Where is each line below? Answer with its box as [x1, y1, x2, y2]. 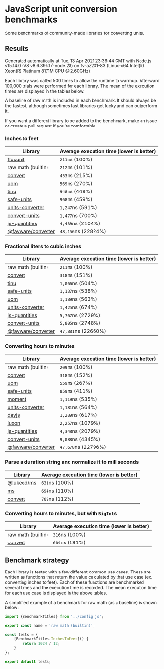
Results [5, 44, 29, 53]
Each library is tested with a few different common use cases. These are [5, 569, 151, 575]
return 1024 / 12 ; [23, 641, 60, 646]
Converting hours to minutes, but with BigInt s [5, 510, 117, 517]
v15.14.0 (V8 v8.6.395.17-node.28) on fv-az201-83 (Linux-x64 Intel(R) [5, 63, 144, 68]
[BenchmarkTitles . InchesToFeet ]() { [14, 637, 89, 641]
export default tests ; [5, 659, 51, 664]
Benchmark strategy [5, 556, 70, 564]
